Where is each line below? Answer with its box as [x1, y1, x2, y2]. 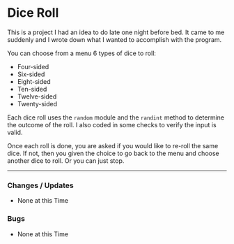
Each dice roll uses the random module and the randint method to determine [7, 113, 225, 122]
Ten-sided [17, 85, 47, 93]
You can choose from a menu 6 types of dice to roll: [7, 49, 157, 57]
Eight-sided [17, 77, 51, 85]
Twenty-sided [17, 99, 58, 108]
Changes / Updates [7, 180, 75, 190]
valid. [7, 128, 23, 136]
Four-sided [17, 62, 49, 71]
